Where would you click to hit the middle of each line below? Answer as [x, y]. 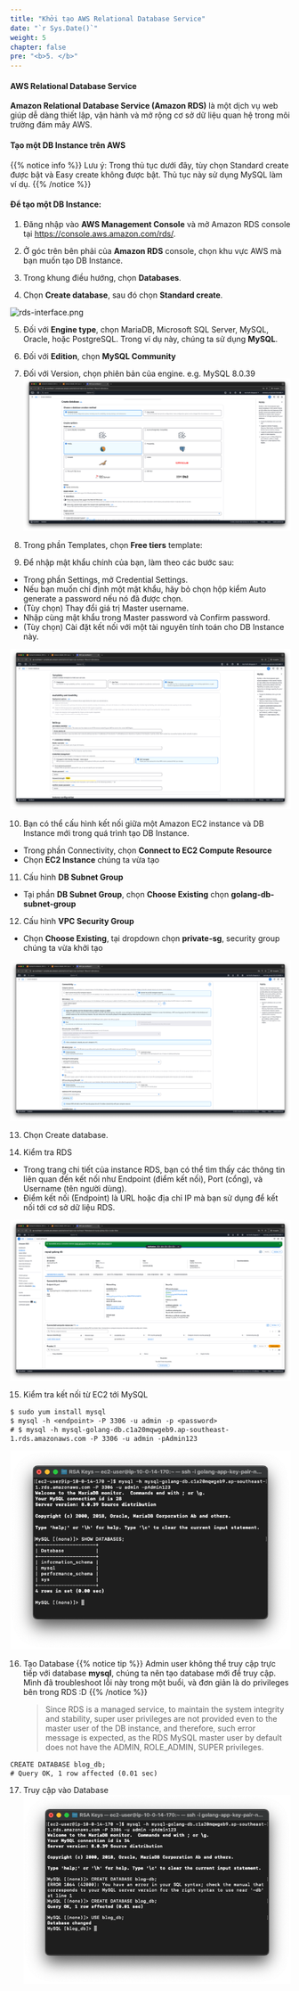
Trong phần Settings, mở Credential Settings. [105, 580]
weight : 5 [28, 37]
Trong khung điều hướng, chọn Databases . [102, 277]
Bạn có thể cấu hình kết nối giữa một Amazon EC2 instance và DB [144, 823]
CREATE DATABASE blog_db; [58, 1765]
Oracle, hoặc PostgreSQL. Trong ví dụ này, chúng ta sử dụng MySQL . [150, 339]
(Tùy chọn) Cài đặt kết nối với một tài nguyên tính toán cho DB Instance [154, 627]
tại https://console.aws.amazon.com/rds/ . [99, 234]
